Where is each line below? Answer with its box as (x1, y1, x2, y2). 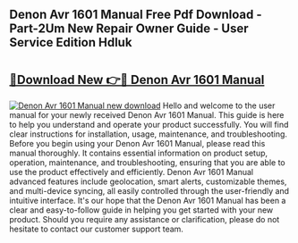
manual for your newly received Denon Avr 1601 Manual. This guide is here (9, 110, 285, 120)
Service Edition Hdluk (9, 35, 132, 50)
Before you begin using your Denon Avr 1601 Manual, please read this (9, 138, 266, 148)
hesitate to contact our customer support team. (9, 223, 183, 234)
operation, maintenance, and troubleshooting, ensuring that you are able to (9, 157, 286, 168)
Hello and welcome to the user (162, 100, 276, 111)
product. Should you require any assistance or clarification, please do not (9, 214, 280, 224)
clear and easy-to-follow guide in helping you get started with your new (9, 205, 274, 215)
